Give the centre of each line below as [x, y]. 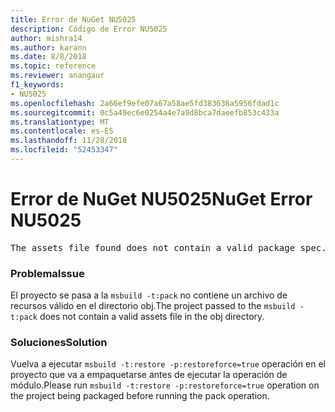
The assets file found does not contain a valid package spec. [168, 247]
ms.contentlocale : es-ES [62, 131]
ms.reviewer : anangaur [57, 76]
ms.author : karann [48, 47]
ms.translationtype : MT [60, 122]
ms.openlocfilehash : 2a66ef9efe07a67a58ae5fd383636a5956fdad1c [145, 103]
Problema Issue [47, 273]
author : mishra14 [46, 38]
